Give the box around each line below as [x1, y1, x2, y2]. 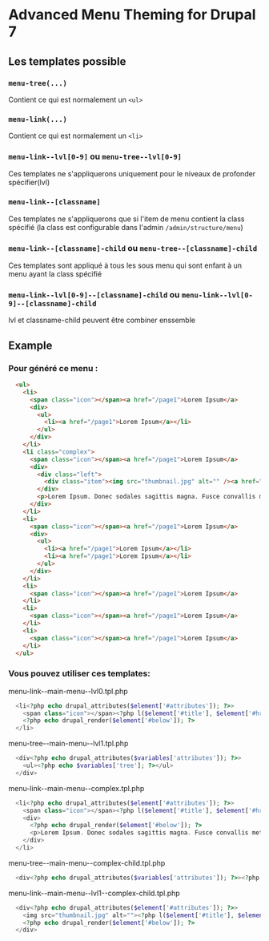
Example [8, 338, 53, 352]
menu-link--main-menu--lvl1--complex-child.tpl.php [8, 888, 180, 898]
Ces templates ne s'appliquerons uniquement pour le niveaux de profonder [8, 169, 256, 179]
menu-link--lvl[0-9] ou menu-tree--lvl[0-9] [8, 151, 183, 162]
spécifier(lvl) [8, 178, 50, 188]
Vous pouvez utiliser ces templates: [8, 668, 151, 679]
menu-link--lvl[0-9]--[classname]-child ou [8, 289, 180, 300]
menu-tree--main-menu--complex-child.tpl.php [8, 858, 166, 867]
